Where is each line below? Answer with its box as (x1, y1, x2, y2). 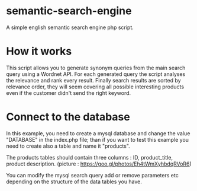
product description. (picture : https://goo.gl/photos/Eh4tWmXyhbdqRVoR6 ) (6, 160, 192, 167)
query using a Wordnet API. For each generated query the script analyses (6, 70, 186, 78)
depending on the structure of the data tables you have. (6, 178, 142, 185)
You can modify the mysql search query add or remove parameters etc (6, 171, 179, 179)
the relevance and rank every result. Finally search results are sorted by (6, 77, 182, 84)
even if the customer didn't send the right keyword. (6, 89, 131, 96)
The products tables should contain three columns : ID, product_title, (6, 154, 173, 161)
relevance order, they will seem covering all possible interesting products (6, 83, 185, 90)
